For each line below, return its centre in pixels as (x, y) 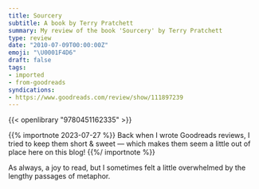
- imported (26, 75)
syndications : (32, 90)
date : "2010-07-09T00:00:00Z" (59, 45)
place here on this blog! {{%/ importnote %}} (82, 152)
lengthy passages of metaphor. (59, 176)
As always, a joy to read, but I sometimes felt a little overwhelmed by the (127, 167)
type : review (30, 38)
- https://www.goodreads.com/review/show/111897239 (96, 97)
